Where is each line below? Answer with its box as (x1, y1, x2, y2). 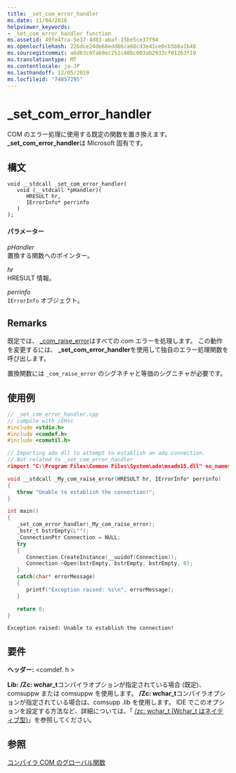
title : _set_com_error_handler (7, 10, 99, 18)
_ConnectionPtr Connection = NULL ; (16, 534, 121, 541)
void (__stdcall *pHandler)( (16, 187, 102, 194)
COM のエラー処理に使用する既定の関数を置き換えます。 (7, 130, 171, 139)
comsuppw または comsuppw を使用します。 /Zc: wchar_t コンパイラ (7, 689, 207, 698)
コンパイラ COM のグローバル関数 (7, 758, 106, 767)
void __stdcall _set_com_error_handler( (7, 181, 128, 188)
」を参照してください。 (27, 715, 96, 724)
